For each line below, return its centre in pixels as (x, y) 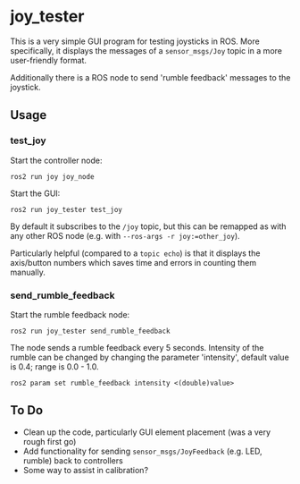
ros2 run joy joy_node (52, 176)
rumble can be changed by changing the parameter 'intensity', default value (150, 357)
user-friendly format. (49, 60)
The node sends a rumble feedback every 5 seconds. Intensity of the (137, 347)
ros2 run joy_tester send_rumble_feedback (90, 331)
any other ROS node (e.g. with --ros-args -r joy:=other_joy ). (125, 235)
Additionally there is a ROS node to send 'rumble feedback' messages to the (150, 77)
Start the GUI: (35, 193)
